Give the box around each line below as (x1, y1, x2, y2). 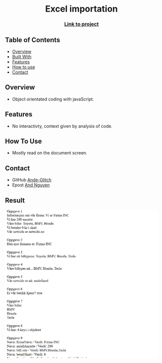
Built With (12, 53, 32, 59)
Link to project (64, 21, 99, 28)
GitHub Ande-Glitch (12, 177, 52, 183)
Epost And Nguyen (12, 182, 50, 188)
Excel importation (45, 3, 118, 15)
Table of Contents (5, 35, 61, 44)
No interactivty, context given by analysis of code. (12, 123, 113, 129)
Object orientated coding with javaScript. (12, 96, 94, 102)
